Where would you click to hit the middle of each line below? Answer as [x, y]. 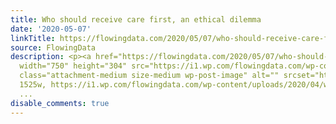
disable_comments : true [60, 103]
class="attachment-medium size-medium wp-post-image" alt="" [149, 76]
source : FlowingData [53, 47]
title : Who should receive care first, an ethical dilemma [136, 19]
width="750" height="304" [73, 66]
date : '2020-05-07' [51, 29]
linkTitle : [33, 38]
